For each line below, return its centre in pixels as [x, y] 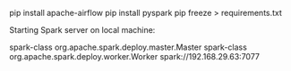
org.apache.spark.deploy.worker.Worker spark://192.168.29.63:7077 [135, 56]
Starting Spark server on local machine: [82, 30]
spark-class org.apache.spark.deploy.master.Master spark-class [128, 47]
